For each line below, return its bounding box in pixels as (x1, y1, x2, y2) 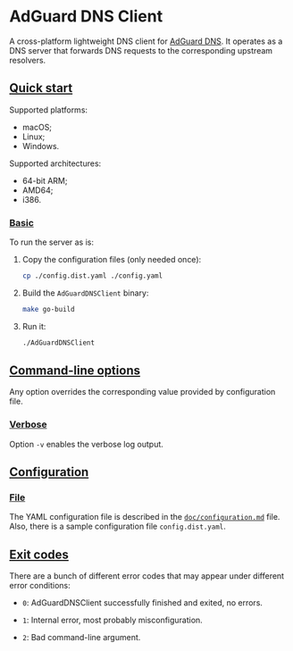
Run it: (21, 321, 46, 331)
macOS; (21, 121, 52, 132)
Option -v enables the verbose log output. (9, 438, 163, 449)
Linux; (21, 131, 46, 142)
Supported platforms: (9, 104, 88, 115)
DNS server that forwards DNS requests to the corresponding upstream (9, 45, 273, 55)
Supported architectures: (9, 158, 102, 169)
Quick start (9, 80, 73, 96)
